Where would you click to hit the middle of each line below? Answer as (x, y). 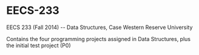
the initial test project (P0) (39, 45)
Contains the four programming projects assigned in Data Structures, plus (99, 39)
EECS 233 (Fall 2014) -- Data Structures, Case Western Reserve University (99, 27)
